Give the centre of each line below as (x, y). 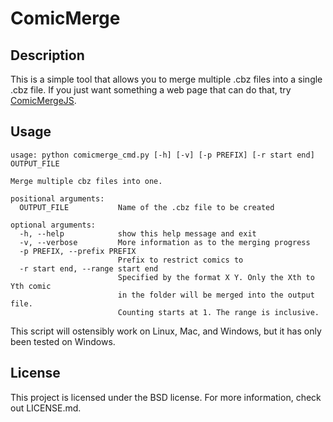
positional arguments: (57, 198)
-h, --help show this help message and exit (138, 233)
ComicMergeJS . (43, 100)
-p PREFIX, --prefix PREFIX (78, 251)
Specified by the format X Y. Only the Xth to (216, 277)
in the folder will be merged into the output (216, 295)
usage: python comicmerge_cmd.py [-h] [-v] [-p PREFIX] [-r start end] (162, 155)
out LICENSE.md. (46, 408)
